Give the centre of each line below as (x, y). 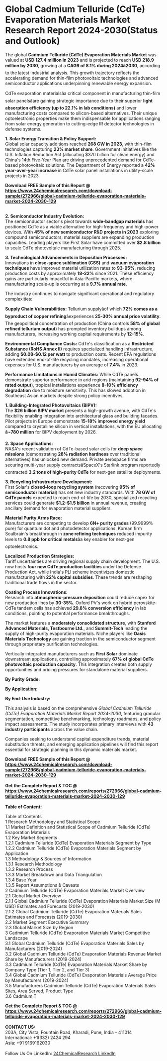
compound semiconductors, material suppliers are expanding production (80, 237)
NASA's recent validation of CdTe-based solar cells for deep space (74, 448)
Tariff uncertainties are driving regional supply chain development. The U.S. (83, 561)
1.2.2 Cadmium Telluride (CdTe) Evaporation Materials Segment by (73, 848)
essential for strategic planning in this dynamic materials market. (71, 749)
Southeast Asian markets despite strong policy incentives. (65, 395)
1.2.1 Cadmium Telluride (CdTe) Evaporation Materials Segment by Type (78, 843)
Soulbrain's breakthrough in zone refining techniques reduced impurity (79, 533)
